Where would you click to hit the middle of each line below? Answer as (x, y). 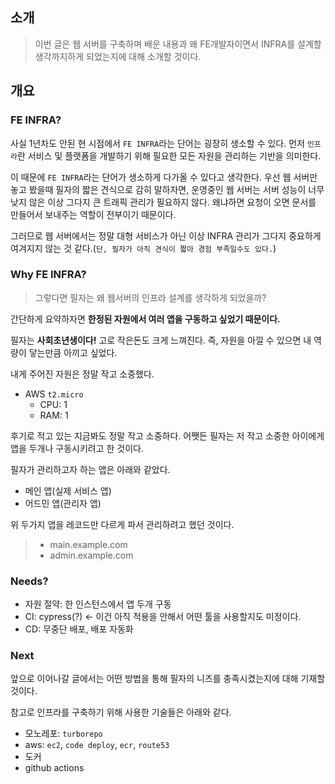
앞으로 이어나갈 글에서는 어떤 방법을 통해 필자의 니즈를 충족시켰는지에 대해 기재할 (168, 679)
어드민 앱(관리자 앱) (63, 503)
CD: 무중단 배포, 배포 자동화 (79, 629)
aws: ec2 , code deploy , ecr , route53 (97, 745)
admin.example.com (91, 555)
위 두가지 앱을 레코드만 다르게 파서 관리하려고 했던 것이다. (122, 524)
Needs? (29, 581)
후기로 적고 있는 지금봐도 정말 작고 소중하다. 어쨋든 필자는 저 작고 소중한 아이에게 (167, 435)
